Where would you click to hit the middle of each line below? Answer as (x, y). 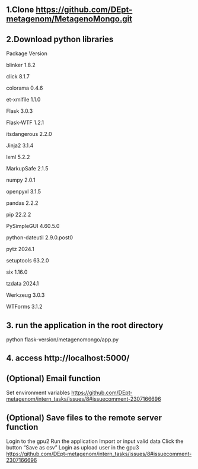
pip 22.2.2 (19, 215)
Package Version (27, 53)
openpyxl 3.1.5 (24, 192)
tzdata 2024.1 (23, 284)
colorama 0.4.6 (25, 88)
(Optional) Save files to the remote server (84, 418)
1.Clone (20, 10)
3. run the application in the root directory (85, 325)
